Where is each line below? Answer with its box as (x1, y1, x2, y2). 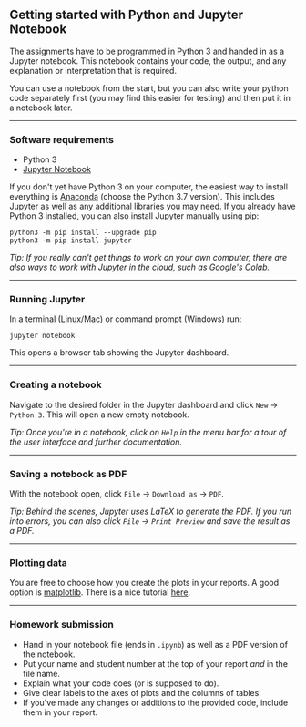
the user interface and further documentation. (9, 436, 183, 447)
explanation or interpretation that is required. (9, 65, 178, 76)
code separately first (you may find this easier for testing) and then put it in (9, 92, 291, 103)
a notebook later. (9, 102, 73, 113)
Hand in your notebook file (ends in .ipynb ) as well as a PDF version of (22, 639, 289, 650)
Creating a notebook (9, 378, 102, 391)
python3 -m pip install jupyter (9, 236, 132, 245)
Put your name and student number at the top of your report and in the (22, 658, 289, 669)
